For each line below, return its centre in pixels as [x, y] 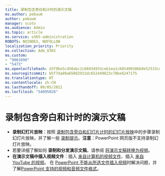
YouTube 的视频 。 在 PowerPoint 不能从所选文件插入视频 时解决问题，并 [84, 163]
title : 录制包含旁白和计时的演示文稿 [39, 10]
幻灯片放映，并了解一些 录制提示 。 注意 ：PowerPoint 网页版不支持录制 [83, 138]
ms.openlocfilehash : [26, 69]
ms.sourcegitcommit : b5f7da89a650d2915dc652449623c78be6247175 [71, 74]
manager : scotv [21, 23]
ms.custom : [16, 55]
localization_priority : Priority [39, 46]
